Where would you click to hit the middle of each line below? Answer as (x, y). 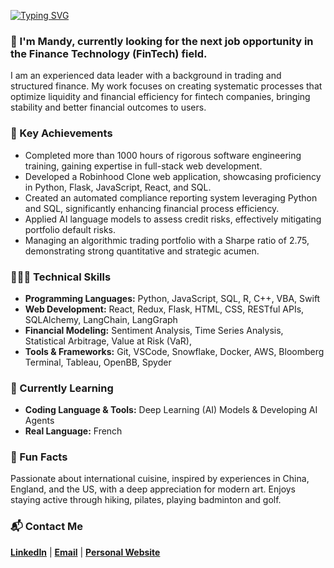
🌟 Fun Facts (39, 457)
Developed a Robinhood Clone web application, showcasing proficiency (173, 176)
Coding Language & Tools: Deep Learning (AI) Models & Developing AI (171, 410)
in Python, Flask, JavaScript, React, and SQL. (118, 187)
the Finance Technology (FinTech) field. (109, 53)
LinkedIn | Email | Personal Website (85, 552)
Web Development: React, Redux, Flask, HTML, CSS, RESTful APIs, (164, 309)
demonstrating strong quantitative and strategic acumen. (142, 251)
